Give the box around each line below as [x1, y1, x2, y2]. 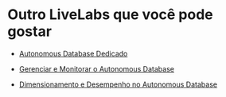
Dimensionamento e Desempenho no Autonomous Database [18, 80, 218, 89]
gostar [7, 22, 53, 41]
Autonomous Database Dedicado [18, 48, 128, 58]
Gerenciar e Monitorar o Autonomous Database [18, 64, 174, 73]
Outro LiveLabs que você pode [7, 6, 213, 24]
